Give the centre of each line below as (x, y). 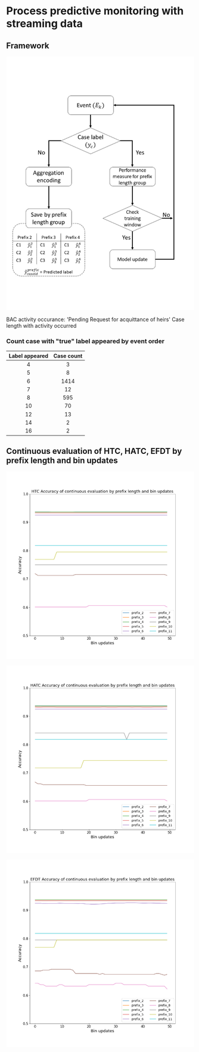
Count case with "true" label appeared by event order (85, 341)
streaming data (45, 24)
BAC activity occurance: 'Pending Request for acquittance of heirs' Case (95, 319)
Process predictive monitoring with (95, 11)
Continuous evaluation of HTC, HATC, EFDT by (94, 451)
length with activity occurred (41, 325)
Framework (28, 46)
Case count (68, 356)
